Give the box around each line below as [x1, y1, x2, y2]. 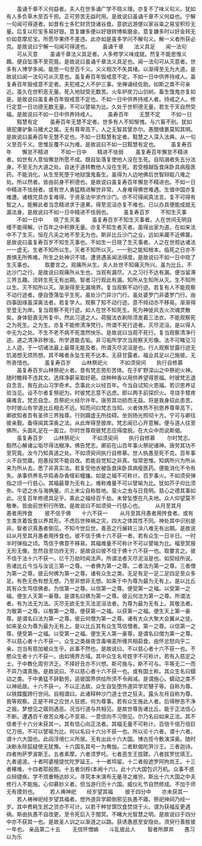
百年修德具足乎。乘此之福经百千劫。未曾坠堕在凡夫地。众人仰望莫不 [26, 494, 196, 502]
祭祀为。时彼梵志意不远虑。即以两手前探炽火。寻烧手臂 [53, 389, 191, 396]
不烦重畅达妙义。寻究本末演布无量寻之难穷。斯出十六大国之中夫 [37, 773, 196, 780]
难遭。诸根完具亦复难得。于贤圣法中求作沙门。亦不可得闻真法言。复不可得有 [6, 193, 196, 201]
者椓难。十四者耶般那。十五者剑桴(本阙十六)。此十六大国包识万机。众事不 [6, 765, 189, 773]
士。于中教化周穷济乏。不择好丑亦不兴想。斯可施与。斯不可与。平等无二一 [6, 660, 191, 667]
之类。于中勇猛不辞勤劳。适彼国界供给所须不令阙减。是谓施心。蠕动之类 [11, 675, 191, 682]
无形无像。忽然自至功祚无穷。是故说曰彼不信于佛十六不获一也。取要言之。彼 [6, 547, 196, 554]
